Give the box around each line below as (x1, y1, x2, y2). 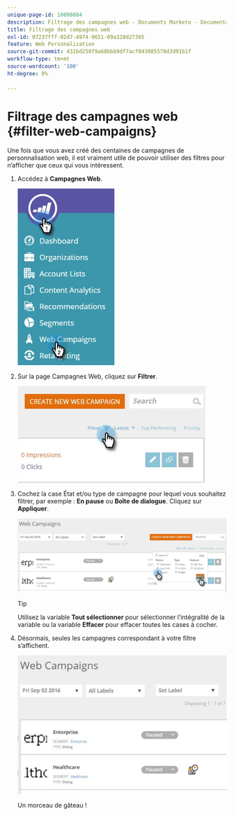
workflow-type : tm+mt (7, 56, 70, 63)
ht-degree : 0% (7, 70, 49, 77)
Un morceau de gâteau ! (17, 801, 87, 810)
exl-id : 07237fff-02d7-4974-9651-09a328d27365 (7, 34, 145, 40)
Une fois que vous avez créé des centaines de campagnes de (7, 147, 185, 155)
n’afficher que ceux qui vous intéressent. (7, 161, 124, 170)
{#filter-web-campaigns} (7, 123, 157, 139)
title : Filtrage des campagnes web (7, 26, 111, 33)
